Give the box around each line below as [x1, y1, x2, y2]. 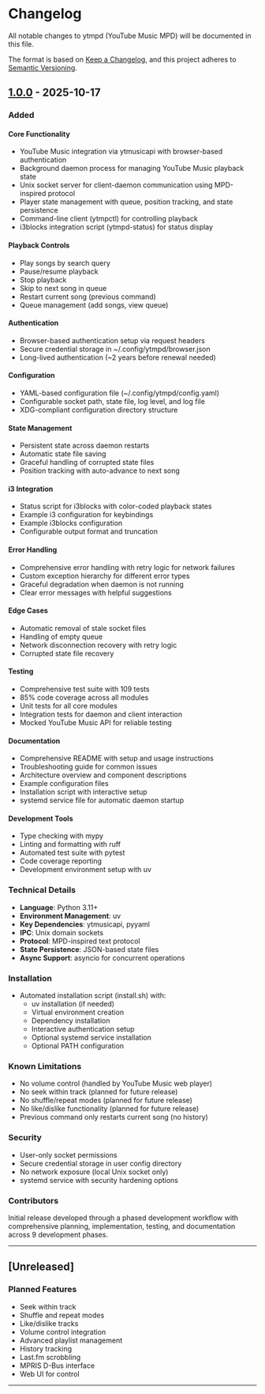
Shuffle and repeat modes [19, 1310, 105, 1320]
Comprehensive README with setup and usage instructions [19, 754, 215, 763]
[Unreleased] [8, 1260, 75, 1274]
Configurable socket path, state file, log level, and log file [19, 397, 205, 406]
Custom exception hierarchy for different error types [19, 571, 191, 580]
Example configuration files [19, 779, 109, 788]
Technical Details [8, 885, 77, 896]
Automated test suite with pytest [19, 848, 125, 858]
